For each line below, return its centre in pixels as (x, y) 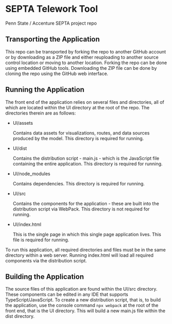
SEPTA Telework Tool (52, 9)
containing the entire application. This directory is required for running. (88, 164)
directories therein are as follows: (41, 113)
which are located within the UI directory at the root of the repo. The (78, 107)
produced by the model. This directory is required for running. (78, 138)
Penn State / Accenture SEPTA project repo (51, 23)
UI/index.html (27, 224)
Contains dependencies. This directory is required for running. (79, 183)
